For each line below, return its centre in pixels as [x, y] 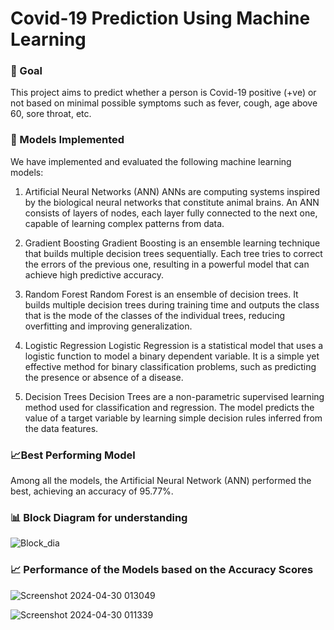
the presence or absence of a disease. [104, 377]
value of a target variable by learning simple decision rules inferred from [173, 418]
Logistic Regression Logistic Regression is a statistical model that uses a [174, 345]
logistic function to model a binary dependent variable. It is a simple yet [172, 356]
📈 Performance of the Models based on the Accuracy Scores [162, 570]
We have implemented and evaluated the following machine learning [151, 161]
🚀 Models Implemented [67, 140]
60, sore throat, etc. [51, 114]
